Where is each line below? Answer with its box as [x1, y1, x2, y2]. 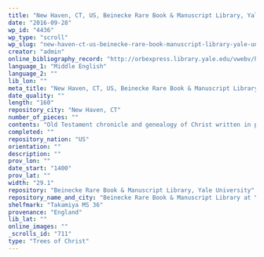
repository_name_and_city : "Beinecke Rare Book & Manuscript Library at [8, 194, 251, 201]
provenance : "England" [8, 208, 82, 216]
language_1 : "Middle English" [8, 63, 108, 71]
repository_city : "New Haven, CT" [8, 107, 122, 114]
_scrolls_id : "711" [8, 230, 72, 238]
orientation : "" [8, 143, 61, 150]
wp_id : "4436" [8, 26, 55, 34]
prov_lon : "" [8, 157, 51, 165]
